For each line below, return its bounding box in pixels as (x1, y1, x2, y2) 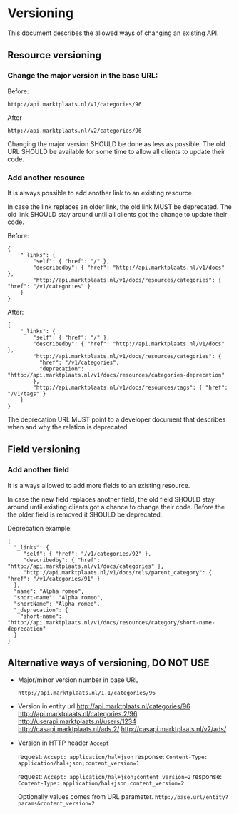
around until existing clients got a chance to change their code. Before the (7, 502, 225, 511)
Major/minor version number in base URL (17, 676, 139, 684)
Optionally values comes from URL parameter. (17, 793, 153, 801)
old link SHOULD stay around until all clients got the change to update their (7, 210, 228, 218)
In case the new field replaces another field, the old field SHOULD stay (7, 494, 215, 504)
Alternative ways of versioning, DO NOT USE (7, 657, 210, 668)
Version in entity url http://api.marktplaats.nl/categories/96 (17, 702, 190, 711)
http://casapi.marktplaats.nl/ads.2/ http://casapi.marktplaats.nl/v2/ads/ (17, 725, 227, 733)
